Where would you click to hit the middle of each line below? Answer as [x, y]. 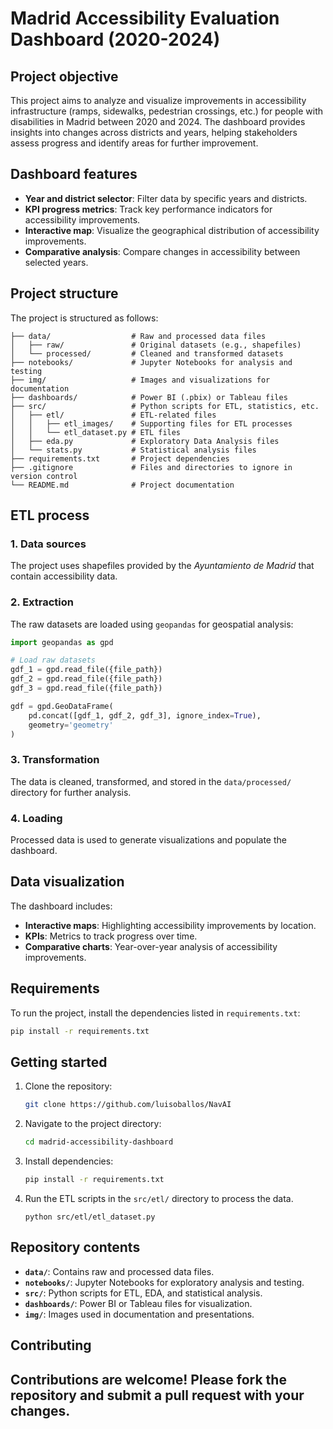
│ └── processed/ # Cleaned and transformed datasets [147, 353]
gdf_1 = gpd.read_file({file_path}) [86, 670]
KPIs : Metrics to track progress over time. [111, 936]
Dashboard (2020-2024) [115, 39]
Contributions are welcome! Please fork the [148, 1379]
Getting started [59, 1062]
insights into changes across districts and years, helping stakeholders [154, 132]
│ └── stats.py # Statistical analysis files [133, 450]
